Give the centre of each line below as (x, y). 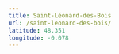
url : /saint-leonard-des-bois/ (60, 23)
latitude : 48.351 (37, 30)
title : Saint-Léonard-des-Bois (60, 15)
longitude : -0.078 (38, 38)
